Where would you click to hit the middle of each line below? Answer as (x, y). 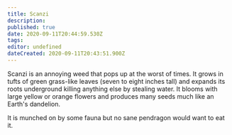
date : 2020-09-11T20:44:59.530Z (55, 34)
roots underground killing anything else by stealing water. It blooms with (112, 89)
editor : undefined (34, 47)
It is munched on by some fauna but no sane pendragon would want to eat (116, 117)
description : (27, 21)
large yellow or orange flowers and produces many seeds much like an (111, 96)
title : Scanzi (28, 14)
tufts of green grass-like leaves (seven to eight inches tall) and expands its (116, 81)
